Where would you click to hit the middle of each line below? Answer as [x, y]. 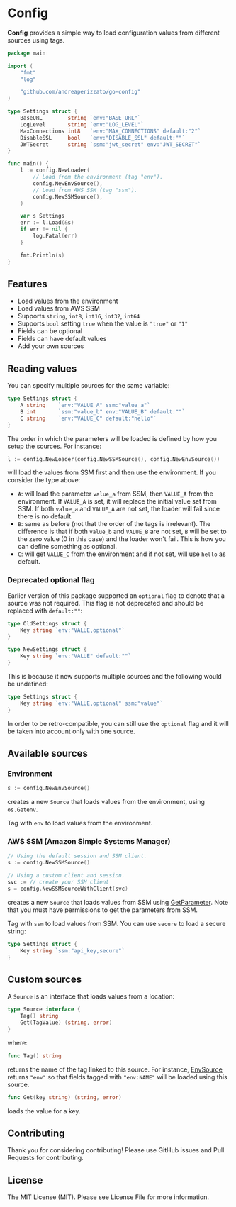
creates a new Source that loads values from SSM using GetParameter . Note [118, 902]
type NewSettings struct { [47, 650]
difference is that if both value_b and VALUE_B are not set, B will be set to [122, 532]
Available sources [48, 753]
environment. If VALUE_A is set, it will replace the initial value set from [117, 501]
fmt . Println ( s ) [43, 255]
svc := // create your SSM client [58, 882]
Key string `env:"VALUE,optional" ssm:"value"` [91, 703]
